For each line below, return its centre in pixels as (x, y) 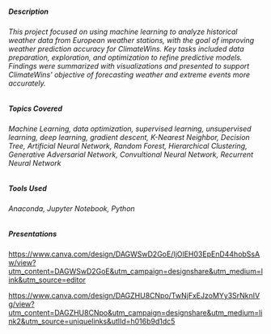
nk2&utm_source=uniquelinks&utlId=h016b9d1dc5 (92, 321)
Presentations (33, 234)
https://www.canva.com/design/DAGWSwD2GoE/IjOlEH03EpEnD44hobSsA (134, 254)
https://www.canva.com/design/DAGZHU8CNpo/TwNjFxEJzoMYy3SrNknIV (134, 295)
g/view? (21, 304)
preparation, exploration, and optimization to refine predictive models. (125, 57)
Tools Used (28, 188)
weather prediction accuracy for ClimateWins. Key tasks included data (126, 49)
